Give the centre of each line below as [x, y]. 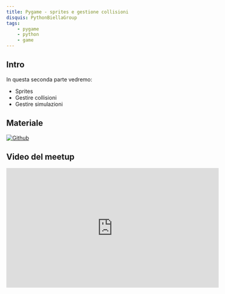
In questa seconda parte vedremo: [49, 79]
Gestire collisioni [36, 97]
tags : [13, 23]
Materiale [25, 123]
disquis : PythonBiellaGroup [42, 18]
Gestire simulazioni [39, 104]
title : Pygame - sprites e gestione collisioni [68, 12]
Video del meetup [40, 157]
